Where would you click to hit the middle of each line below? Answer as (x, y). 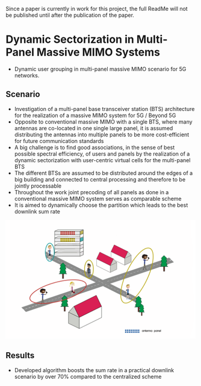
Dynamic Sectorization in (70, 40)
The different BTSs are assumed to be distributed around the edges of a (104, 173)
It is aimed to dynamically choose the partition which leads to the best (101, 205)
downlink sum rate (37, 211)
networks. (27, 75)
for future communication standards (59, 141)
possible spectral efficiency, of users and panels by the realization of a (102, 154)
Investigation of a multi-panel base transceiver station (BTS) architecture (104, 109)
